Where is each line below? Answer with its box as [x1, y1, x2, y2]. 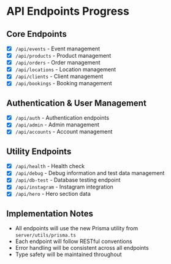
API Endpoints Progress [6, 4, 130, 18]
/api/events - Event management [15, 45, 101, 52]
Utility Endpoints [6, 146, 72, 157]
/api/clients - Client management [15, 72, 104, 80]
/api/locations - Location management [15, 66, 116, 73]
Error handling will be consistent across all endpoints [15, 244, 149, 252]
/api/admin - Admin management [15, 121, 100, 128]
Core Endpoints [6, 29, 67, 39]
